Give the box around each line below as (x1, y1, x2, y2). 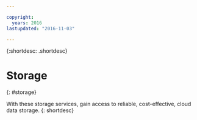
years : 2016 (12, 19, 43, 26)
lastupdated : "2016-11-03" (6, 25, 75, 32)
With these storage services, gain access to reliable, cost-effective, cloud (6, 101, 192, 108)
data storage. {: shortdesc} (6, 107, 74, 114)
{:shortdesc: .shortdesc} (6, 47, 68, 55)
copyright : (6, 14, 34, 20)
